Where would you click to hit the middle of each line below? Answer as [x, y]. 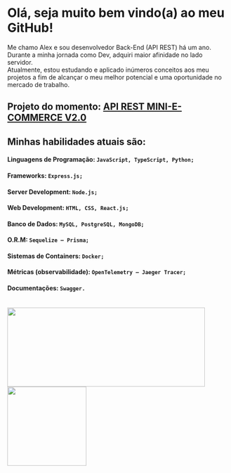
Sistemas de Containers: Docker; [56, 256]
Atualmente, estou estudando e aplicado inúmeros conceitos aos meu [108, 70]
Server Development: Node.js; [53, 192]
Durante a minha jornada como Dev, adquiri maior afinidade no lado [105, 55]
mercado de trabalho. [39, 84]
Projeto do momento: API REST [76, 107]
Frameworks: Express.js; [45, 175]
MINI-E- [164, 107]
